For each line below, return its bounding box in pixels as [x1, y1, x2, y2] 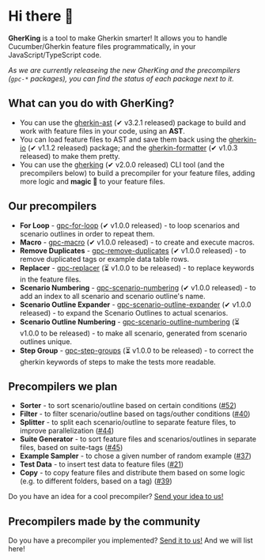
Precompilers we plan [8, 380, 118, 393]
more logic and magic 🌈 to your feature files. [19, 176, 165, 186]
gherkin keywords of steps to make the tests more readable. [19, 357, 216, 366]
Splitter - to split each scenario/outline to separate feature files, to [19, 418, 237, 427]
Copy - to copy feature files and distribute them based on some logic [19, 468, 245, 478]
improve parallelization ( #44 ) [19, 426, 115, 436]
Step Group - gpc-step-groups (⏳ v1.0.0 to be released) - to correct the [19, 346, 255, 355]
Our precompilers [8, 199, 97, 213]
